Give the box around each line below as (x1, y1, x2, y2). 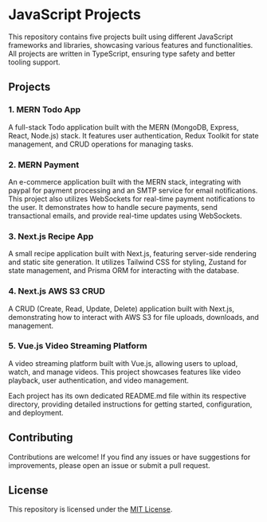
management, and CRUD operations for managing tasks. (8, 139, 194, 149)
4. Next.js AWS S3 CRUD (8, 286, 106, 297)
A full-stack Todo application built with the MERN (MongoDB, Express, (8, 122, 239, 132)
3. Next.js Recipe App (8, 231, 94, 242)
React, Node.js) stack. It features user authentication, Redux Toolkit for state (8, 130, 259, 140)
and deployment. (8, 407, 64, 417)
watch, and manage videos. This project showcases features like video (8, 367, 241, 376)
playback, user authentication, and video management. (8, 376, 190, 385)
